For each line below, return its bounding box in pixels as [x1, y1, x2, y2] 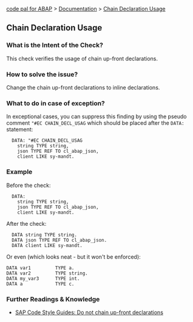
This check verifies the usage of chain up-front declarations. [6, 55, 158, 62]
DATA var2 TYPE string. [6, 270, 88, 276]
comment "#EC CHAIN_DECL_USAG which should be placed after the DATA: [6, 119, 185, 127]
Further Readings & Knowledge [6, 295, 100, 303]
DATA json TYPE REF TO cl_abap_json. [12, 237, 107, 243]
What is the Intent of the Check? [6, 41, 103, 49]
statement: [6, 126, 33, 133]
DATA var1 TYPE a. [6, 265, 75, 271]
